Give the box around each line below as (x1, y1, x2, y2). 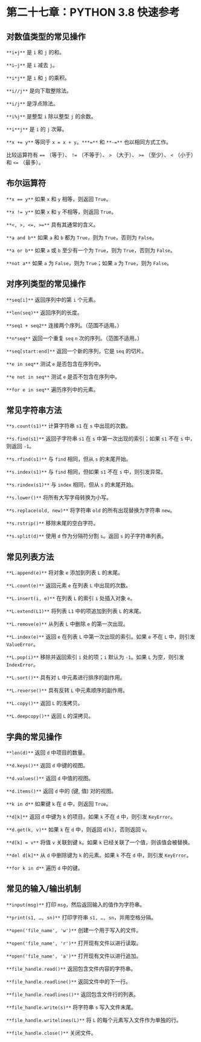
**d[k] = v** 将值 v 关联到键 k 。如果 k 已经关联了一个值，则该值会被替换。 (6, 839, 194, 846)
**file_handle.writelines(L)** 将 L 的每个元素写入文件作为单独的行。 (6, 1016, 182, 1023)
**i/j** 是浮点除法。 (6, 100, 59, 107)
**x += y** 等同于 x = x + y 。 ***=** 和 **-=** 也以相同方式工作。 (6, 138, 172, 145)
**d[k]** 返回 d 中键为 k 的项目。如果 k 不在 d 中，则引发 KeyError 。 (6, 813, 176, 820)
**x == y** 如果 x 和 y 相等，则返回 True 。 (6, 195, 112, 202)
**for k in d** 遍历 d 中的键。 (6, 865, 83, 872)
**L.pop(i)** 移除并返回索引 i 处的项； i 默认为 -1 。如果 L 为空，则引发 (6, 653, 185, 661)
